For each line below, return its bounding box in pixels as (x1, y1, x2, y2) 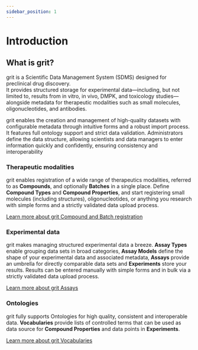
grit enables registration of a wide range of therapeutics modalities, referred (6, 176, 191, 183)
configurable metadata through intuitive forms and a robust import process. (6, 123, 190, 130)
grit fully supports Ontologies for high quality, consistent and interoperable (6, 313, 188, 320)
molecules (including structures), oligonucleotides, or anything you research (6, 195, 192, 202)
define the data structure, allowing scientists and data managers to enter (6, 135, 183, 142)
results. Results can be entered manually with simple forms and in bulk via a (6, 266, 191, 273)
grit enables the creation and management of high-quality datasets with (6, 116, 181, 123)
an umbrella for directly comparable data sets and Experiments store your (6, 260, 187, 268)
